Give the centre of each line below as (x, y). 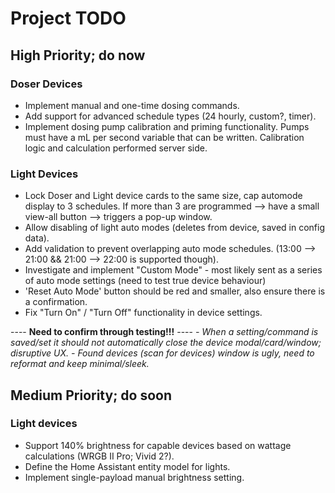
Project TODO (68, 18)
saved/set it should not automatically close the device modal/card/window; (166, 343)
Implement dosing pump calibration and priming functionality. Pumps (167, 126)
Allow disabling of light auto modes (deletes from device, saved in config (175, 228)
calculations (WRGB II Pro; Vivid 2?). (99, 456)
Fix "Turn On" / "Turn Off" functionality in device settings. (143, 313)
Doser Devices (46, 84)
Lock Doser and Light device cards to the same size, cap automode (163, 196)
